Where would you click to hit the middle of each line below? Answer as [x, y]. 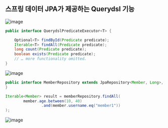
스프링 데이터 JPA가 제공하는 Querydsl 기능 [70, 9]
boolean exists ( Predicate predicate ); [55, 54]
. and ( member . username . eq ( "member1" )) [81, 106]
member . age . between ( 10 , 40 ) [53, 101]
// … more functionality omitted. [50, 59]
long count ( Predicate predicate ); [50, 50]
